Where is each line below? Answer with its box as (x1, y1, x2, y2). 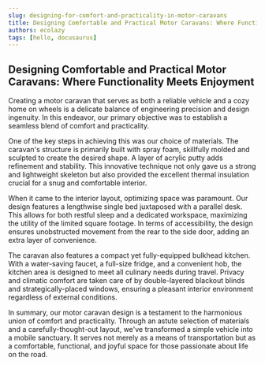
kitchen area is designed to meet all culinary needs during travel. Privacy (8, 267, 244, 277)
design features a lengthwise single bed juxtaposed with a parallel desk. (8, 202, 243, 211)
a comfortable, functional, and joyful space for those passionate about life (8, 341, 248, 351)
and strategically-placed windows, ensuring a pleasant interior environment (8, 285, 254, 294)
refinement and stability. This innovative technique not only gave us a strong (8, 162, 256, 171)
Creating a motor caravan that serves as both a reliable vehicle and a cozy (8, 96, 250, 106)
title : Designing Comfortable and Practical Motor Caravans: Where (8, 19, 235, 27)
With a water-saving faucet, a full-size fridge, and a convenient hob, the (8, 259, 242, 269)
